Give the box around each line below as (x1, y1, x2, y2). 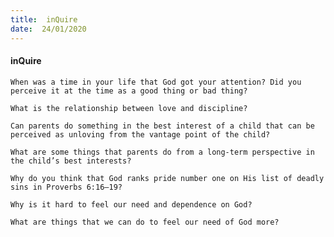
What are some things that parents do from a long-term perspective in (10, 147, 315, 157)
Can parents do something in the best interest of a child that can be (10, 121, 315, 131)
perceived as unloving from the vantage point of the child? (10, 129, 271, 140)
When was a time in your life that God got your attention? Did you (10, 77, 302, 87)
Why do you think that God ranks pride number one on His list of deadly (10, 173, 325, 183)
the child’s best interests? (10, 156, 132, 166)
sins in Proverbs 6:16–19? (10, 182, 123, 192)
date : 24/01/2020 (10, 24, 87, 34)
